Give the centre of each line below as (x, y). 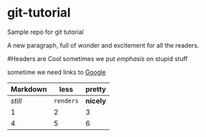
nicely (96, 100)
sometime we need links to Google (57, 72)
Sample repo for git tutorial (45, 32)
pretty (96, 89)
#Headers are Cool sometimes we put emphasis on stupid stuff (97, 58)
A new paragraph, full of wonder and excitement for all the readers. (103, 45)
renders (66, 101)
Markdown (29, 89)
